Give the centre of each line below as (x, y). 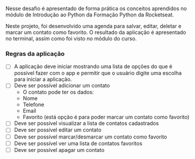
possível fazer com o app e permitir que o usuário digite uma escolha (98, 73)
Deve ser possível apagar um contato (59, 150)
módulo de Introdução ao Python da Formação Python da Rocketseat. (90, 15)
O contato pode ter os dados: (58, 92)
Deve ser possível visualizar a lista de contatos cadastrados (86, 123)
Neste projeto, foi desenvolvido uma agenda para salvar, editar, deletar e (93, 26)
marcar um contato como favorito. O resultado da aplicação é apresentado (96, 32)
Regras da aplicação (35, 53)
